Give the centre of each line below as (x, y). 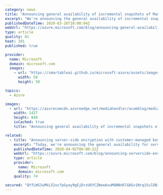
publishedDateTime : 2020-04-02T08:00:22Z (56, 149)
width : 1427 (26, 113)
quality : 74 (26, 176)
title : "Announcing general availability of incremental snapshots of (78, 14)
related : (14, 135)
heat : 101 (15, 41)
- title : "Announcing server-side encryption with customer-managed (80, 140)
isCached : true (29, 122)
